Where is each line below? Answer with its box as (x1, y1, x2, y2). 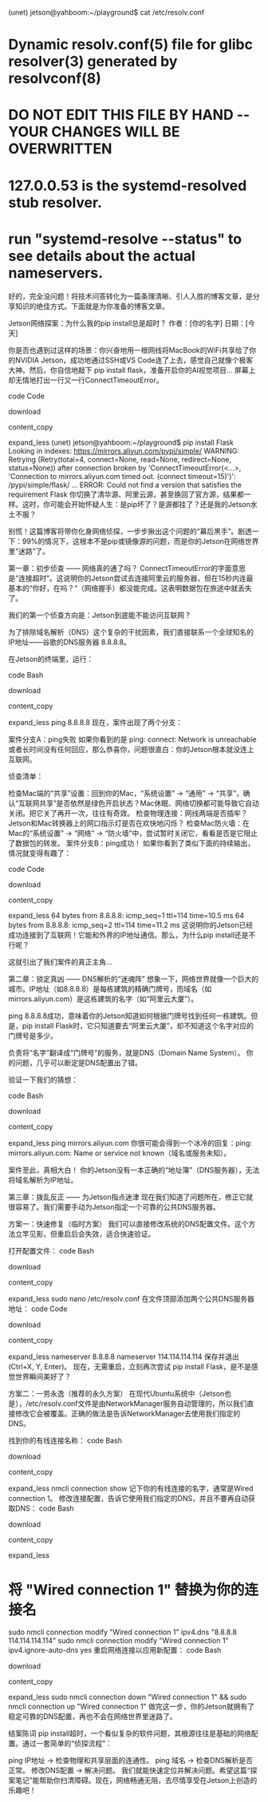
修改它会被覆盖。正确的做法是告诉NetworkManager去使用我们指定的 (14, 1408, 241, 1418)
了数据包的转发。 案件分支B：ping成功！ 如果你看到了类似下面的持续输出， (8, 838, 255, 848)
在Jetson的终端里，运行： (8, 654, 94, 663)
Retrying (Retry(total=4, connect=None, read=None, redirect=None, (8, 454, 232, 464)
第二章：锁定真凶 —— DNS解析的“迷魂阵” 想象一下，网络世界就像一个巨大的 (8, 974, 259, 984)
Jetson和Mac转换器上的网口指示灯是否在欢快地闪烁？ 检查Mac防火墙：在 (8, 818, 250, 828)
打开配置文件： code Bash (8, 1246, 94, 1255)
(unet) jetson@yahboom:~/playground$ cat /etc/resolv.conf (8, 8, 205, 17)
